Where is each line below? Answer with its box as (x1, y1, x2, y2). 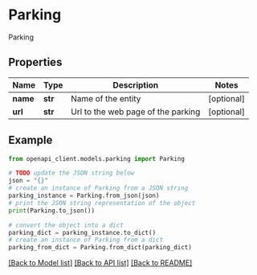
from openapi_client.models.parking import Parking (8, 154, 185, 162)
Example (8, 133, 53, 147)
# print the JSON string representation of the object (8, 199, 196, 207)
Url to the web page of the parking (71, 106, 201, 117)
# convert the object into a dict (8, 221, 124, 229)
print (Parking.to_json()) (8, 207, 95, 215)
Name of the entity (71, 92, 141, 104)
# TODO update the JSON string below (8, 169, 135, 178)
